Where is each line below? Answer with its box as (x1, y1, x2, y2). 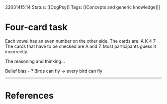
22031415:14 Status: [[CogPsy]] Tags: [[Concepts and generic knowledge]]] (5, 4, 161, 10)
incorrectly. (5, 48, 29, 54)
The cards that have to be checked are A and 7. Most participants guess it (5, 43, 157, 49)
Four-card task (5, 22, 68, 33)
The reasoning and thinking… (5, 58, 66, 64)
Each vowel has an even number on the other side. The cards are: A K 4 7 (5, 38, 156, 44)
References (5, 90, 54, 102)
